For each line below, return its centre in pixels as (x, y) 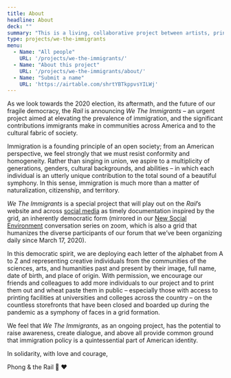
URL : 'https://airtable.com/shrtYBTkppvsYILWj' (89, 84)
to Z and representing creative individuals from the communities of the (107, 261)
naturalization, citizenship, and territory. (64, 190)
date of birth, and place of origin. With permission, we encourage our (105, 276)
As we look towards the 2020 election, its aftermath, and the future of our (111, 103)
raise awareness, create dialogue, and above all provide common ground (110, 333)
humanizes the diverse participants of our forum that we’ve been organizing (114, 233)
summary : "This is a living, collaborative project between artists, (109, 33)
